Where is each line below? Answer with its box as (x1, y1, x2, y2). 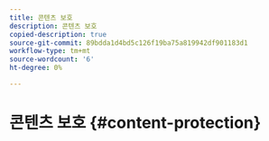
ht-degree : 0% (9, 64, 63, 73)
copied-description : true (9, 30, 107, 39)
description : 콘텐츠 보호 (9, 22, 97, 31)
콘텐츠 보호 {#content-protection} (9, 113, 262, 133)
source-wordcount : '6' (9, 55, 95, 64)
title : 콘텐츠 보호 (9, 13, 73, 22)
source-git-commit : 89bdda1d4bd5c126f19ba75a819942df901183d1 (9, 38, 248, 48)
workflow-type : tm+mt (9, 47, 91, 56)
